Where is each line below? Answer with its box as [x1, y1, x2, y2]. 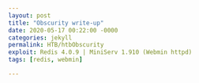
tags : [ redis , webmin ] [8, 56, 83, 64]
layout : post [8, 11, 51, 20]
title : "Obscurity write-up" [8, 19, 104, 27]
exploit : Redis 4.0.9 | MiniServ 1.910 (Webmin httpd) [8, 48, 193, 56]
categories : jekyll [8, 33, 73, 42]
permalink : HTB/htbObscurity [8, 41, 104, 49]
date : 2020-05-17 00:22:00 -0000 [8, 26, 118, 34]
